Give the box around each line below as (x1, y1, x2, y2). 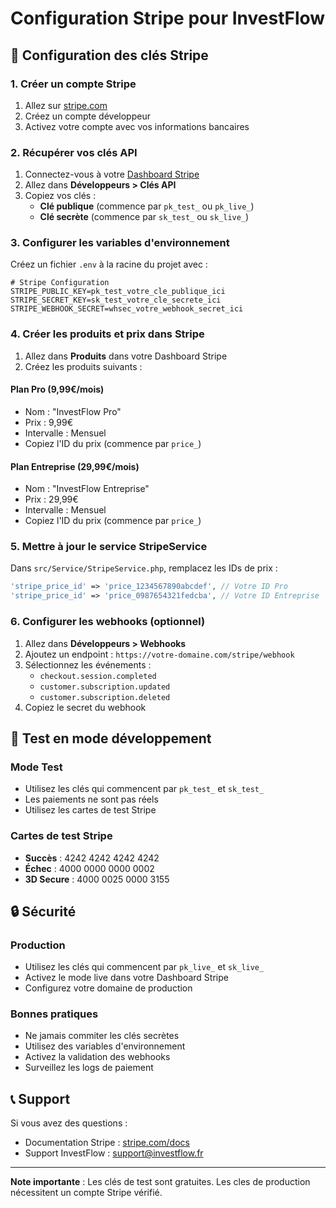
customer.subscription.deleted (39, 692, 171, 702)
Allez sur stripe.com (24, 99, 108, 111)
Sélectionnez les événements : (24, 658, 152, 671)
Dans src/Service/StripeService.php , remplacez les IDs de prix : (10, 562, 278, 574)
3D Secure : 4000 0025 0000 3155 (24, 873, 170, 885)
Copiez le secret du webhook (24, 701, 147, 713)
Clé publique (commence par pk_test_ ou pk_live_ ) (39, 200, 255, 212)
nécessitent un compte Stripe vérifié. (10, 1187, 163, 1199)
